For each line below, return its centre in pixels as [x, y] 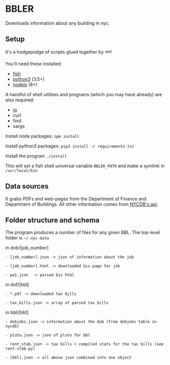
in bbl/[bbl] [17, 312]
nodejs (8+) [25, 84]
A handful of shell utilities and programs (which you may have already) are [84, 94]
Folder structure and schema [52, 220]
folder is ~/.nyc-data [27, 238]
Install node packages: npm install [42, 136]
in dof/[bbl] [17, 285]
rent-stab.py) [20, 349]
